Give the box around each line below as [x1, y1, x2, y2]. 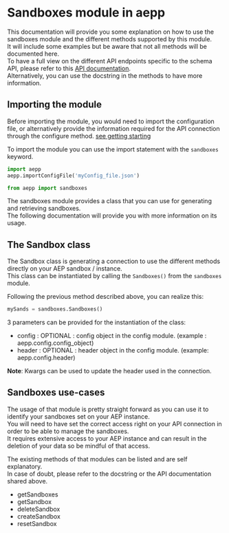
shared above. [7, 477, 48, 485]
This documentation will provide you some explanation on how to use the [7, 28, 215, 36]
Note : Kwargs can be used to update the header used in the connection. [7, 367, 212, 375]
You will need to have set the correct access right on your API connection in [7, 419, 222, 428]
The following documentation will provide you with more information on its [7, 211, 217, 220]
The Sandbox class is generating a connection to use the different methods [7, 257, 221, 266]
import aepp [7, 165, 41, 173]
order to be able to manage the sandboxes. [7, 427, 129, 435]
